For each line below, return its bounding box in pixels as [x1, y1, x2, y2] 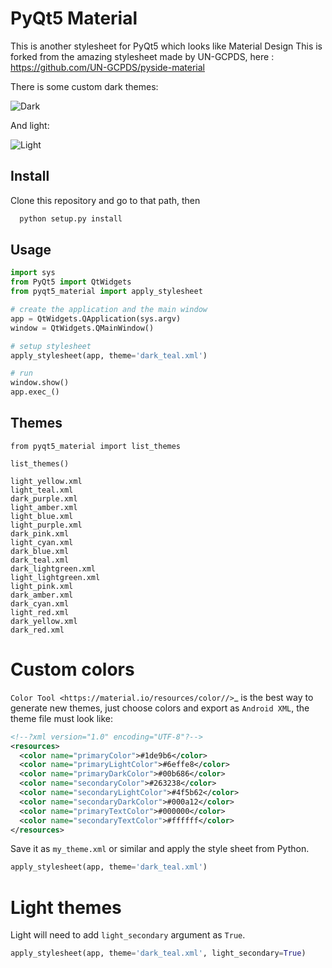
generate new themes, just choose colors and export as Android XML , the [10, 702, 310, 714]
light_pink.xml [10, 581, 74, 591]
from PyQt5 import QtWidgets [10, 277, 132, 287]
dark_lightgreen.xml [10, 563, 97, 574]
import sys [10, 268, 56, 278]
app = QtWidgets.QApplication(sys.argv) [10, 313, 182, 324]
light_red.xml [10, 607, 70, 617]
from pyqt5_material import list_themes [10, 441, 182, 451]
